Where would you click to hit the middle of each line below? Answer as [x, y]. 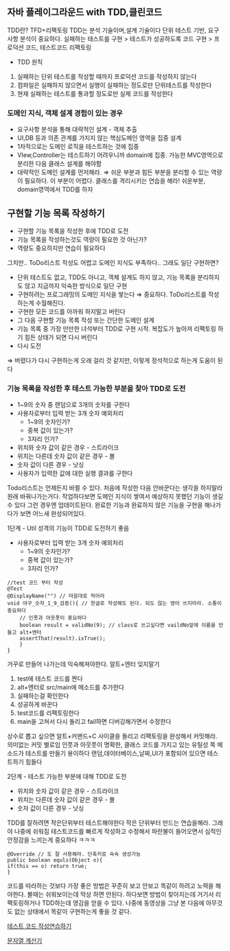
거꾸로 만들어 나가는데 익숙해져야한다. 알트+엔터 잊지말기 [83, 664]
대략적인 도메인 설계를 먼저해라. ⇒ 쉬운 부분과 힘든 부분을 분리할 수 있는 [113, 172]
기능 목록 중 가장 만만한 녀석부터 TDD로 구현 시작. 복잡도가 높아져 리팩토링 [116, 329]
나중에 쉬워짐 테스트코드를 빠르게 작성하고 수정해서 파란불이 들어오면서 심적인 [118, 832]
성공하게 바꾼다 [37, 705]
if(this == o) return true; [47, 867]
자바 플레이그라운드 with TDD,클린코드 [85, 12]
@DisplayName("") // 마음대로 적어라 [56, 596]
